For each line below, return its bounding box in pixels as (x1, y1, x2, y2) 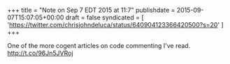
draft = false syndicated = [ (65, 13, 145, 22)
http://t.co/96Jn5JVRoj (7, 49, 73, 57)
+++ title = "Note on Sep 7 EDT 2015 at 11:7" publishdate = (7, 6, 175, 14)
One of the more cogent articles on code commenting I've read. (7, 42, 191, 49)
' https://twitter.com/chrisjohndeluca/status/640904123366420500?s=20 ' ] (7, 21, 224, 29)
